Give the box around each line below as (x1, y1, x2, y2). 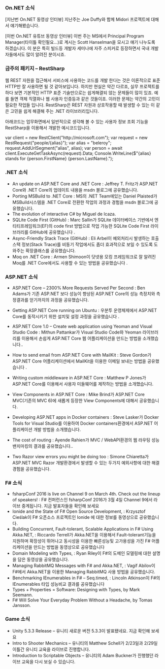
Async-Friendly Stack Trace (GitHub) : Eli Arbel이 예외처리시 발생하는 (12, 235, 150, 241)
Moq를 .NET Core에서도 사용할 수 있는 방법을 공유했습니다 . (12, 260, 128, 266)
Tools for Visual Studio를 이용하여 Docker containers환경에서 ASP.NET (12, 420, 153, 427)
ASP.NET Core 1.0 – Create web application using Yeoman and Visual (12, 324, 153, 330)
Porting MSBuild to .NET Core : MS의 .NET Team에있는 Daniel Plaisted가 (12, 193, 158, 199)
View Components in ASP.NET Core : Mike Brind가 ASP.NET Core (12, 392, 145, 398)
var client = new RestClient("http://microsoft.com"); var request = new (5, 134, 148, 140)
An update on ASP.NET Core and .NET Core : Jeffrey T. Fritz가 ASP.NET (12, 181, 158, 187)
